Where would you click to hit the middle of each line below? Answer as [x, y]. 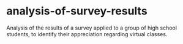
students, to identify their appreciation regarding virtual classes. [87, 34]
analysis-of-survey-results [77, 11]
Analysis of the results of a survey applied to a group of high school [92, 28]
